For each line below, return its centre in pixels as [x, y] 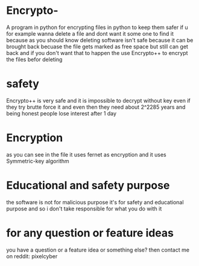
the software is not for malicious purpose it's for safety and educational [95, 202]
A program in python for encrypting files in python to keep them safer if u [97, 27]
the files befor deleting [34, 59]
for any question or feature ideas [90, 233]
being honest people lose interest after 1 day [61, 113]
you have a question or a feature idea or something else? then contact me [98, 250]
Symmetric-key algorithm [38, 161]
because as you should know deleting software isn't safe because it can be [100, 40]
